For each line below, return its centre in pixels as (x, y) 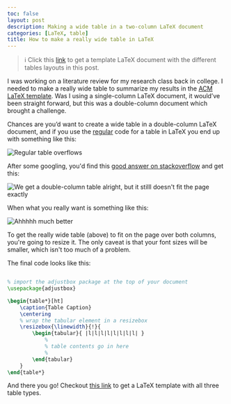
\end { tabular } (53, 359)
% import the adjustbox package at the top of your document (98, 282)
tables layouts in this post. (62, 68)
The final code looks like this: (49, 263)
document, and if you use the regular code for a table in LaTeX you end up (114, 132)
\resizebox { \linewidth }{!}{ (60, 327)
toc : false (23, 14)
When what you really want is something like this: (78, 208)
